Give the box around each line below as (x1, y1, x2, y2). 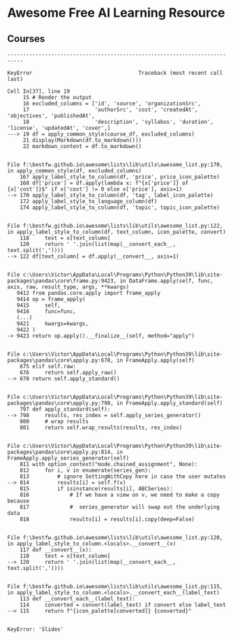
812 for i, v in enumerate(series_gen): (20, 467, 151, 474)
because (7, 497, 30, 504)
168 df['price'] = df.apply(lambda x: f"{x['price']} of (20, 180, 189, 187)
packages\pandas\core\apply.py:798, (7, 400, 114, 407)
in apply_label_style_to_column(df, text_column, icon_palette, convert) (7, 228, 227, 235)
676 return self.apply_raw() (20, 369, 117, 376)
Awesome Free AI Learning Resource (7, 5, 225, 21)
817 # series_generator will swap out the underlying (20, 504, 220, 511)
